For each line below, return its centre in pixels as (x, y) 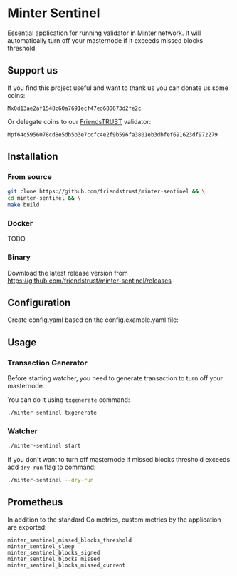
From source (30, 177)
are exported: (27, 527)
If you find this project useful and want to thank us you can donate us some (118, 88)
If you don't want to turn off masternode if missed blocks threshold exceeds (119, 460)
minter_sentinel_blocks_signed (54, 552)
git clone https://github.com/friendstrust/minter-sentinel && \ (106, 192)
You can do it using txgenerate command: (69, 400)
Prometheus (35, 502)
